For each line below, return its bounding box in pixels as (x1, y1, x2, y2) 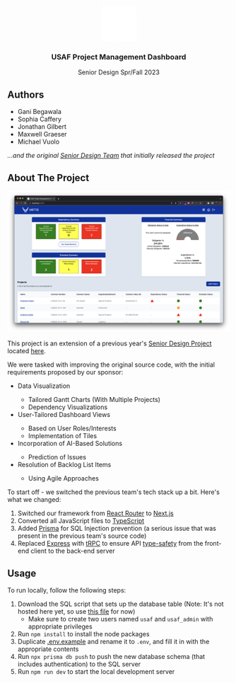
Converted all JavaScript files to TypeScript (17, 517, 145, 525)
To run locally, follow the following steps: (7, 586, 126, 595)
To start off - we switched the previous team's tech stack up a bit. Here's (7, 488, 220, 496)
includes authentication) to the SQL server (17, 660, 141, 669)
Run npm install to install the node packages (17, 630, 150, 638)
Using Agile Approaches (28, 474, 99, 483)
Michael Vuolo (17, 137, 60, 146)
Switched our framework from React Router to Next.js (17, 509, 175, 517)
